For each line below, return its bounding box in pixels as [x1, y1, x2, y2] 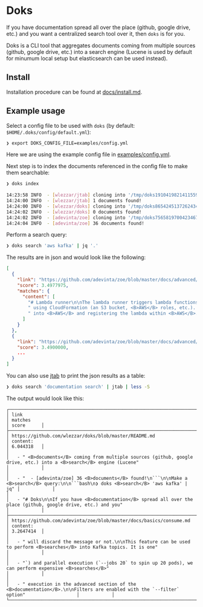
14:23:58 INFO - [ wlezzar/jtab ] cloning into [6, 192, 126, 199]
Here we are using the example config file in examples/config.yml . [6, 151, 171, 158]
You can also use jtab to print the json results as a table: [6, 372, 146, 379]
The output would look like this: [6, 395, 85, 402]
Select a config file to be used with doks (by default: [6, 122, 135, 129]
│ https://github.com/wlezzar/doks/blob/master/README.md [6, 433, 155, 439]
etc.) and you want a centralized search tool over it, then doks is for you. [6, 30, 185, 37]
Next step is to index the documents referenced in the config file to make [6, 163, 188, 170]
